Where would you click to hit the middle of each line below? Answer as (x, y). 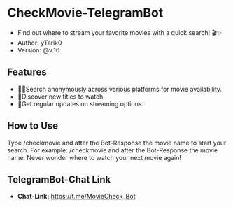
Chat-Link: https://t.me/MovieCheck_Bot (76, 197)
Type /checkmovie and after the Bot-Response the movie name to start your (117, 143)
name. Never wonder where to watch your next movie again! (94, 157)
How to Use (33, 126)
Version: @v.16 (38, 50)
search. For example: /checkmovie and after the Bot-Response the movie (113, 150)
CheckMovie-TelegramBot (85, 13)
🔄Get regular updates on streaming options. (80, 103)
